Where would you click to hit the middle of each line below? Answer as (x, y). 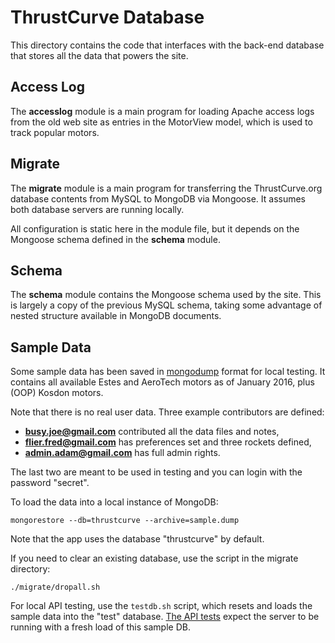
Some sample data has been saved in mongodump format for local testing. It (168, 372)
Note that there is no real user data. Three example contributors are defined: (167, 412)
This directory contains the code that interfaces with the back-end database (167, 45)
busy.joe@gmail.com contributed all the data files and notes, (152, 432)
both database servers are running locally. (97, 209)
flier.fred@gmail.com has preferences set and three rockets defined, (168, 442)
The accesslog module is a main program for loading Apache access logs (162, 111)
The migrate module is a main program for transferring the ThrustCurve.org (166, 188)
